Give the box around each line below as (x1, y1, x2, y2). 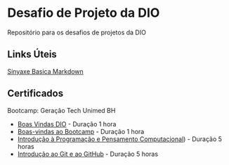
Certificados (7, 88, 64, 100)
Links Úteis (7, 48, 58, 60)
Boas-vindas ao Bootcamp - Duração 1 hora (17, 127, 145, 136)
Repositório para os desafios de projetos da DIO (7, 28, 146, 37)
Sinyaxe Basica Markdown (7, 67, 84, 75)
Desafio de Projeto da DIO (7, 5, 160, 21)
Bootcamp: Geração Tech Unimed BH (7, 106, 116, 114)
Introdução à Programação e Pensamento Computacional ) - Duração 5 (17, 135, 223, 143)
